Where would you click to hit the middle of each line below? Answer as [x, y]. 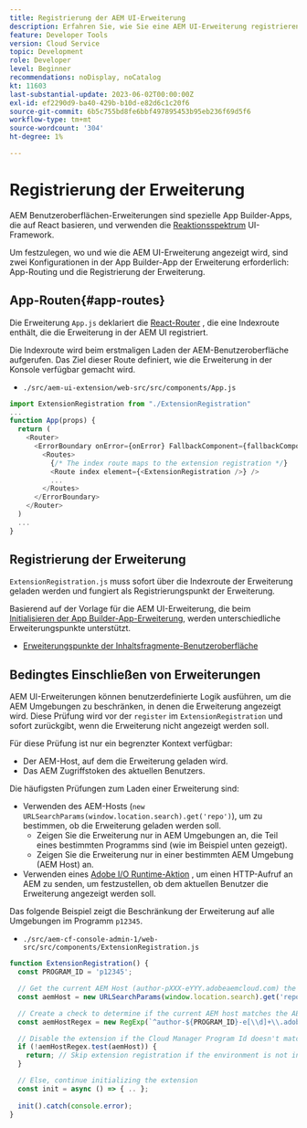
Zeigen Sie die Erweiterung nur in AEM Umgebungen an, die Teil [157, 836]
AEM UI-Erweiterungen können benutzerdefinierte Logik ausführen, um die [150, 697]
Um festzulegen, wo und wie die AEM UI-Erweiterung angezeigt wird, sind [149, 252]
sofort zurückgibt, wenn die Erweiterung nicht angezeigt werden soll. [139, 726]
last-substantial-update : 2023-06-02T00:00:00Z [102, 94]
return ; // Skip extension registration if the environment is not [157, 1056]
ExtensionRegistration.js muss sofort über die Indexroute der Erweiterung [152, 582]
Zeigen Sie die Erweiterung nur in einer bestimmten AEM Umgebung [165, 855]
